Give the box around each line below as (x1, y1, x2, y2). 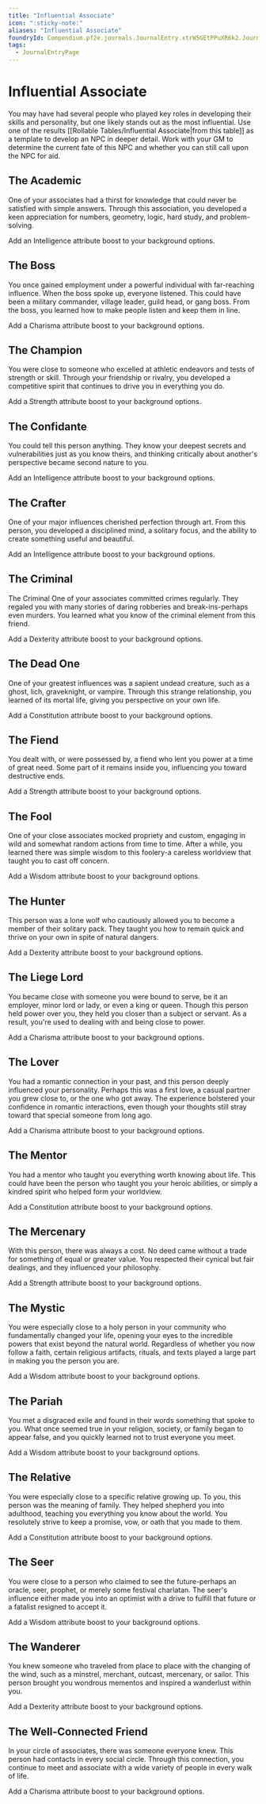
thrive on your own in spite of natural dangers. (8, 933, 159, 942)
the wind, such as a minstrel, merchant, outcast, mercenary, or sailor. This (8, 1670, 249, 1679)
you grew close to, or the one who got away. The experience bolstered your (8, 1093, 256, 1103)
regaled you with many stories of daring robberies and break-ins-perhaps (8, 602, 249, 611)
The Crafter (8, 496, 66, 510)
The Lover (8, 1056, 59, 1069)
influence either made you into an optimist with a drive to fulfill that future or (8, 1593, 256, 1603)
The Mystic (8, 1301, 66, 1314)
